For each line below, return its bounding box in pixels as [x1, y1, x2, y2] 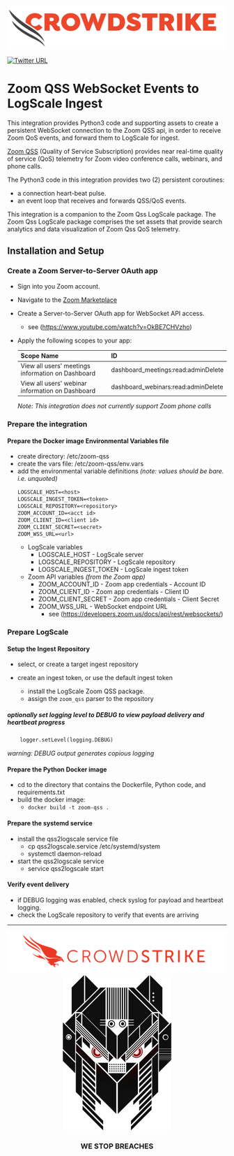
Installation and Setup [7, 245, 104, 257]
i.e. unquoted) [17, 475, 58, 483]
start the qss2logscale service [17, 857, 104, 865]
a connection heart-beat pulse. [17, 189, 107, 197]
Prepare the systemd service [7, 818, 93, 827]
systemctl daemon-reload [27, 849, 102, 858]
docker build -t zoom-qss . [27, 804, 109, 811]
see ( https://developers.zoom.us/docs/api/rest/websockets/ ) [48, 610, 224, 619]
